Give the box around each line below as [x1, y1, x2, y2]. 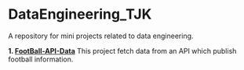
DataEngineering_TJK [8, 5, 152, 23]
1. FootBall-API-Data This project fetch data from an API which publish [8, 46, 237, 55]
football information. [8, 54, 74, 64]
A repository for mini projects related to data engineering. [8, 31, 194, 40]
